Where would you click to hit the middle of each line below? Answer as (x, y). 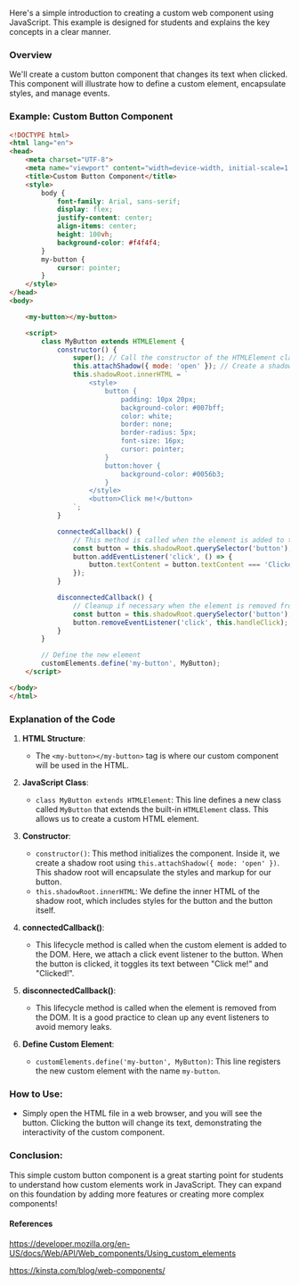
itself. (45, 910)
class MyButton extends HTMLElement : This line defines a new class (158, 800)
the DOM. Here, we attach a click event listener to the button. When (159, 955)
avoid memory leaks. (74, 1027)
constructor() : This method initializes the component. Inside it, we (158, 854)
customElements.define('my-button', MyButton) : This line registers (158, 1062)
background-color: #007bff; (173, 408)
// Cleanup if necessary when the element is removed (174, 606)
